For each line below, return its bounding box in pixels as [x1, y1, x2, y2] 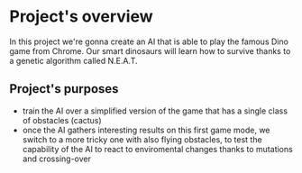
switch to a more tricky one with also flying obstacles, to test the [22, 133, 263, 145]
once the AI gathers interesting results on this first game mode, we [22, 124, 270, 135]
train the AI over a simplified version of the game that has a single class [22, 105, 288, 116]
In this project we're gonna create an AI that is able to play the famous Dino [9, 36, 288, 47]
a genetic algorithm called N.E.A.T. [9, 55, 138, 66]
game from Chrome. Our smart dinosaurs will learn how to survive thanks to [9, 45, 291, 56]
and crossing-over [22, 153, 92, 164]
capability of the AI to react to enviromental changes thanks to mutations [22, 143, 293, 154]
